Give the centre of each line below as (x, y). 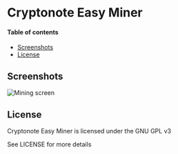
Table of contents (33, 32)
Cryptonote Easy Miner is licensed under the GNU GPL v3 (89, 131)
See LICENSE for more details (49, 144)
